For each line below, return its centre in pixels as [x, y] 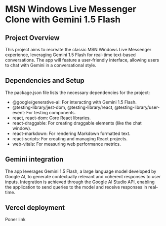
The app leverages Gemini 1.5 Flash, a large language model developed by [81, 171]
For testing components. [51, 112]
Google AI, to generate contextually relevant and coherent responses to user [83, 176]
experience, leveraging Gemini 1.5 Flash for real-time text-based [70, 55]
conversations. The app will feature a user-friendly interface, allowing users [82, 60]
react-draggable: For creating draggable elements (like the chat [77, 123]
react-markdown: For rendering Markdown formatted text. [71, 133]
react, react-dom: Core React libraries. [51, 118]
